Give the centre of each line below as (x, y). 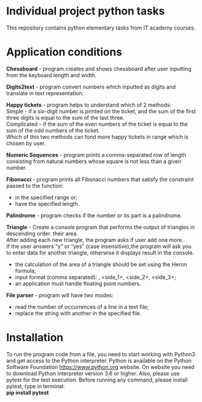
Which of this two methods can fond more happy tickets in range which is (97, 137)
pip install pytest (28, 392)
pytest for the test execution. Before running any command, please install (97, 380)
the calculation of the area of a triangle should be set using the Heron (101, 264)
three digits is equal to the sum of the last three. (66, 117)
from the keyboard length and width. (51, 75)
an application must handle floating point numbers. (78, 283)
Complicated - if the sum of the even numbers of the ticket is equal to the (97, 124)
